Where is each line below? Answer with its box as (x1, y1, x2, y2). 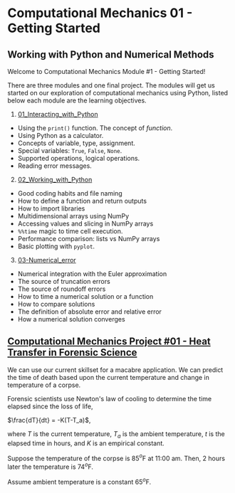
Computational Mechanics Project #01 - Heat (7, 336, 211, 348)
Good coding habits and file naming (17, 189, 122, 197)
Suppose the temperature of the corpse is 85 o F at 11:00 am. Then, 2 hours (7, 452, 226, 462)
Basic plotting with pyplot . (17, 242, 95, 250)
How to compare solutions (17, 300, 95, 308)
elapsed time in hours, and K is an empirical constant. (7, 439, 165, 447)
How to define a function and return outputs (17, 197, 147, 205)
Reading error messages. (17, 161, 93, 170)
